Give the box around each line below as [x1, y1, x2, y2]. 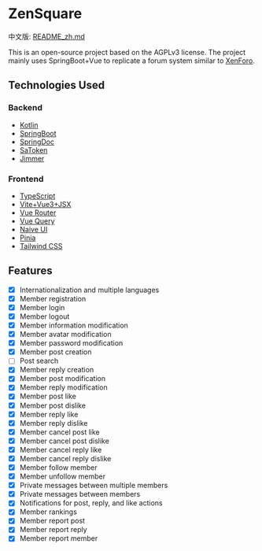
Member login [19, 302, 65, 312]
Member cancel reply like [19, 445, 102, 454]
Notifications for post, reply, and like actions [19, 498, 163, 508]
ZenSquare [8, 5, 83, 23]
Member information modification [19, 320, 128, 330]
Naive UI [19, 224, 48, 234]
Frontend [8, 173, 44, 184]
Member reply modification [19, 383, 108, 392]
